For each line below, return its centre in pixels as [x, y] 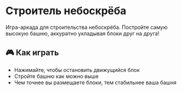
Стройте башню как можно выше [56, 76]
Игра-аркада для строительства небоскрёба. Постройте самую [87, 27]
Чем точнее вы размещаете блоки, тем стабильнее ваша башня [95, 82]
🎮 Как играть [32, 53]
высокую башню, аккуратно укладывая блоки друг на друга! [83, 33]
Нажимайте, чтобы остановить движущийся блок [77, 70]
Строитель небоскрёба [66, 11]
